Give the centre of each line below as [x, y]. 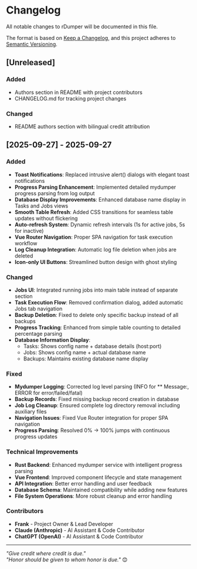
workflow [26, 243]
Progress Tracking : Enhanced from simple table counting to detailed [97, 327]
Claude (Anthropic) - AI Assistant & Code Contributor [79, 530]
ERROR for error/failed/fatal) [49, 393]
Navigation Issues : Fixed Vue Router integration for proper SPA [91, 418]
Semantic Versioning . [32, 44]
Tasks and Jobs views [41, 206]
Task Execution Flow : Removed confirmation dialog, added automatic [99, 302]
